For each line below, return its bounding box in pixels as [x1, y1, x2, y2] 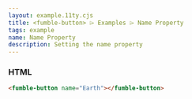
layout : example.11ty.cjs [8, 11, 93, 20]
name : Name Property [8, 33, 77, 42]
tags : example [8, 26, 55, 34]
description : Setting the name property [8, 41, 144, 49]
